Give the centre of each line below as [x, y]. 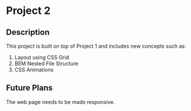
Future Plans [29, 88]
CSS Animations [34, 70]
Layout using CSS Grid [41, 57]
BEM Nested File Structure [46, 63]
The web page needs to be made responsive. [60, 102]
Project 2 [28, 11]
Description [28, 32]
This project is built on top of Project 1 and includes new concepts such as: [96, 46]
